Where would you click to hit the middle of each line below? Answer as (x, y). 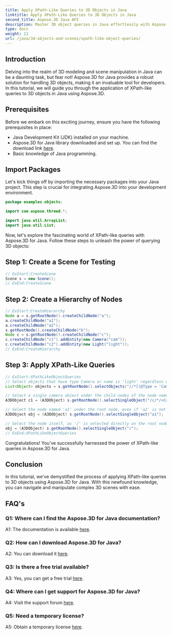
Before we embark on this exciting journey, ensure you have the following (83, 122)
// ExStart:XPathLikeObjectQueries (43, 377)
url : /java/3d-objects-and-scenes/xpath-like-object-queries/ (73, 39)
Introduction (26, 59)
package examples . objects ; (34, 202)
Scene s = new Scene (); (31, 279)
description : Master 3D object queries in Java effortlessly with (78, 24)
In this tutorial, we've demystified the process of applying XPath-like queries (86, 477)
